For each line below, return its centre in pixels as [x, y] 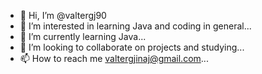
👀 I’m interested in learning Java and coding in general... [135, 26]
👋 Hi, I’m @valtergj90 [63, 15]
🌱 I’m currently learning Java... [83, 36]
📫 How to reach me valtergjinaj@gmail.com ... [114, 58]
